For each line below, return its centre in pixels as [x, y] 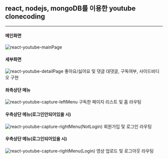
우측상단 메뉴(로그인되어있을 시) [36, 139]
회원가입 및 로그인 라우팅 [128, 126]
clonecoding [25, 17]
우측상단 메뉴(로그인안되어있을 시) [38, 114]
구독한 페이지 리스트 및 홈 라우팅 [110, 102]
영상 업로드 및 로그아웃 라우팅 [125, 150]
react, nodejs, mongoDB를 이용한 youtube [70, 8]
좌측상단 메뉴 [18, 90]
